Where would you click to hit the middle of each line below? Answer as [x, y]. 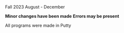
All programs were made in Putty [38, 25]
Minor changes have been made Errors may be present [62, 16]
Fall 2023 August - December [35, 7]
